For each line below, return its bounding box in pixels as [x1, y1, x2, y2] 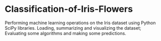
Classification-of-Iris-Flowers [5, 3, 133, 15]
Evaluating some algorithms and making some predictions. [5, 30, 127, 36]
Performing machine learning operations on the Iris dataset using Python [5, 20, 156, 26]
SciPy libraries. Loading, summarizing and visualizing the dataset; [5, 25, 142, 31]
